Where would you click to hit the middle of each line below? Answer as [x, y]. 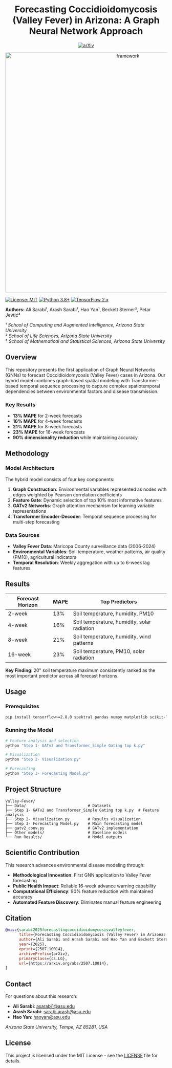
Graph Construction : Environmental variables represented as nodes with [90, 489]
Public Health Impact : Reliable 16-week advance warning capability [84, 886]
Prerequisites [22, 706]
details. [13, 1061]
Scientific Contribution [42, 853]
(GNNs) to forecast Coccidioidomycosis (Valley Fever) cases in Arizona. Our [85, 375]
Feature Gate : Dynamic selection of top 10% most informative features [87, 500]
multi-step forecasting [36, 522]
